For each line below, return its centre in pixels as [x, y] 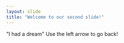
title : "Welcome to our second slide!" [55, 17]
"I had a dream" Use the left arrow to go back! [62, 34]
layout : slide [24, 11]
